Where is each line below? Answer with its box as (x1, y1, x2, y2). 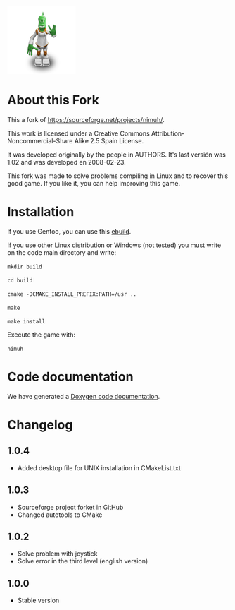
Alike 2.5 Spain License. (74, 136, 144, 145)
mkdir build (7, 263, 42, 270)
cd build (7, 277, 33, 284)
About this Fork (7, 92, 100, 108)
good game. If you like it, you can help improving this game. (7, 179, 181, 187)
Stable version (17, 596, 60, 605)
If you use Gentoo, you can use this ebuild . (7, 227, 132, 235)
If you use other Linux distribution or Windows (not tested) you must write (7, 241, 222, 249)
